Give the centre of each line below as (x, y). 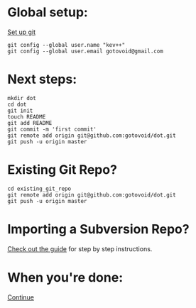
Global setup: (48, 12)
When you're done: (65, 277)
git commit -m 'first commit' (52, 129)
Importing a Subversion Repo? (98, 229)
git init (20, 111)
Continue (21, 297)
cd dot (17, 104)
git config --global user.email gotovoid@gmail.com (85, 51)
